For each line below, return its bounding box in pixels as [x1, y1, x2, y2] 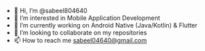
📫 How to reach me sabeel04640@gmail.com [13, 37, 147, 44]
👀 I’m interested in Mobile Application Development [13, 14, 161, 22]
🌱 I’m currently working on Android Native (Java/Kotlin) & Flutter [13, 21, 198, 29]
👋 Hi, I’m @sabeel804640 [13, 7, 88, 14]
